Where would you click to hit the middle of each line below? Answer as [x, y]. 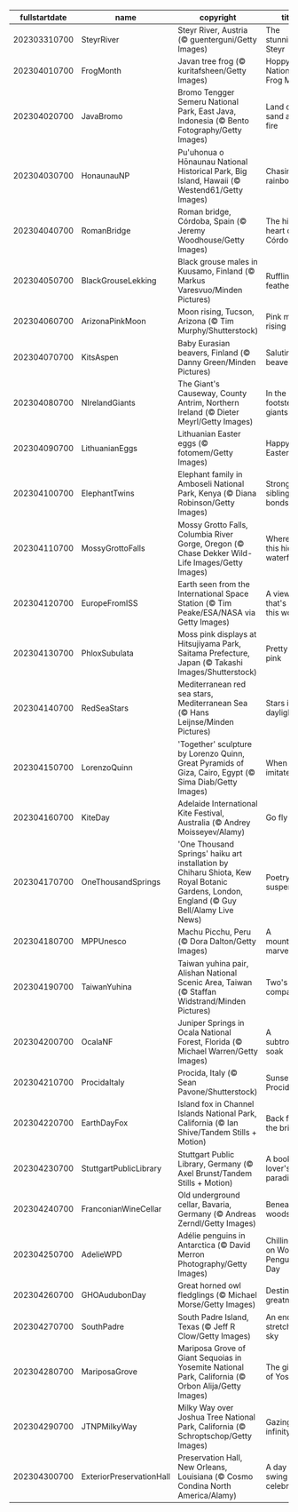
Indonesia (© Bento [214, 121]
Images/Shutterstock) [217, 672]
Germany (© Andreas [217, 1214]
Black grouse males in [218, 262]
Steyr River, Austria [213, 30]
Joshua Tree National [216, 1417]
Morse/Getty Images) [217, 1305]
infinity [278, 1431]
